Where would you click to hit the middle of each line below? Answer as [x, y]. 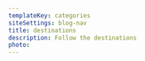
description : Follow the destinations [72, 38]
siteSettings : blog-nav [48, 23]
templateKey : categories [49, 15]
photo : [19, 45]
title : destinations [43, 30]
